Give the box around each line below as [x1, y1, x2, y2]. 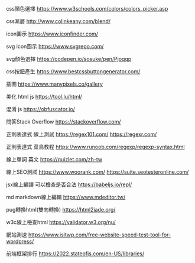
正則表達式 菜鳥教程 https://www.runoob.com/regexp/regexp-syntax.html [6, 144, 185, 150]
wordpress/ [6, 238, 34, 245]
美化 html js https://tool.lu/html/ [6, 93, 83, 100]
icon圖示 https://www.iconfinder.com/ [6, 30, 99, 37]
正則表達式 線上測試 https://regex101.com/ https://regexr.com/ [6, 131, 157, 138]
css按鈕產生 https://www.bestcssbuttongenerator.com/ [6, 68, 141, 75]
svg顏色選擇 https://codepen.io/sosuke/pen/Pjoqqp [6, 56, 132, 62]
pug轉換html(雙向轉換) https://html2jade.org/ [6, 206, 116, 213]
